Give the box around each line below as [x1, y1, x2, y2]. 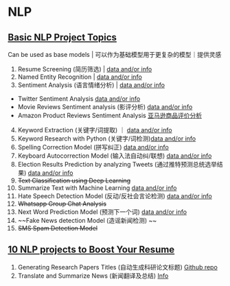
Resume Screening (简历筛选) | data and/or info [17, 65, 152, 73]
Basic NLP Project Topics [8, 32, 117, 43]
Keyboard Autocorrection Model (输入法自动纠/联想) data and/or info [17, 152, 212, 160]
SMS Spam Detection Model [17, 224, 98, 232]
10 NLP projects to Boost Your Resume [8, 244, 175, 256]
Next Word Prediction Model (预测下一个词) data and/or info [17, 208, 187, 216]
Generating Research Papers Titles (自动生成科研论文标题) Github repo [17, 263, 218, 271]
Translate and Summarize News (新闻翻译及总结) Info [17, 272, 169, 280]
